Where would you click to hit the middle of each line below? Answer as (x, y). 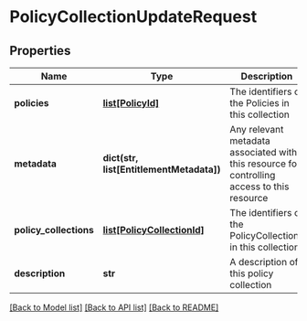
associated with (264, 152)
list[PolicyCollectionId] (153, 230)
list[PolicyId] (131, 103)
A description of (264, 262)
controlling (253, 175)
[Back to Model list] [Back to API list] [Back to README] (114, 307)
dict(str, (121, 158)
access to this (259, 187)
